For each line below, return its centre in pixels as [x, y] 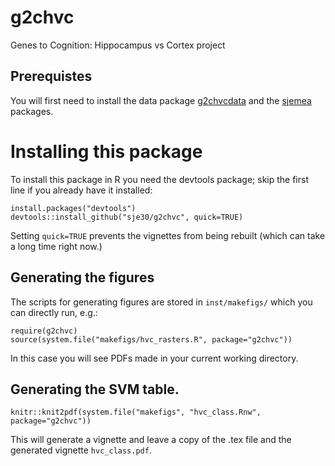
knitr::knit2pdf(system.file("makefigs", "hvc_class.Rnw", [136, 412]
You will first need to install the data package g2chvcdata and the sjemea [161, 100]
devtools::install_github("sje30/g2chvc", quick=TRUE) [127, 217]
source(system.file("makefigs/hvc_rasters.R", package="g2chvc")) [151, 339]
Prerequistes [51, 76]
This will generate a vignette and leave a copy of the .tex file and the [151, 440]
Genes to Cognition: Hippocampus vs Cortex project [118, 45]
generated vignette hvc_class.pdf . [81, 450]
